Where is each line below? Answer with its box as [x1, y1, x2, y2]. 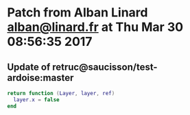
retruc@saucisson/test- [52, 61, 158, 73]
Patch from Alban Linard [7, 5, 148, 21]
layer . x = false [13, 96, 60, 103]
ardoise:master [7, 72, 74, 84]
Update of [7, 61, 51, 73]
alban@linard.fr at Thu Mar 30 [7, 19, 184, 35]
